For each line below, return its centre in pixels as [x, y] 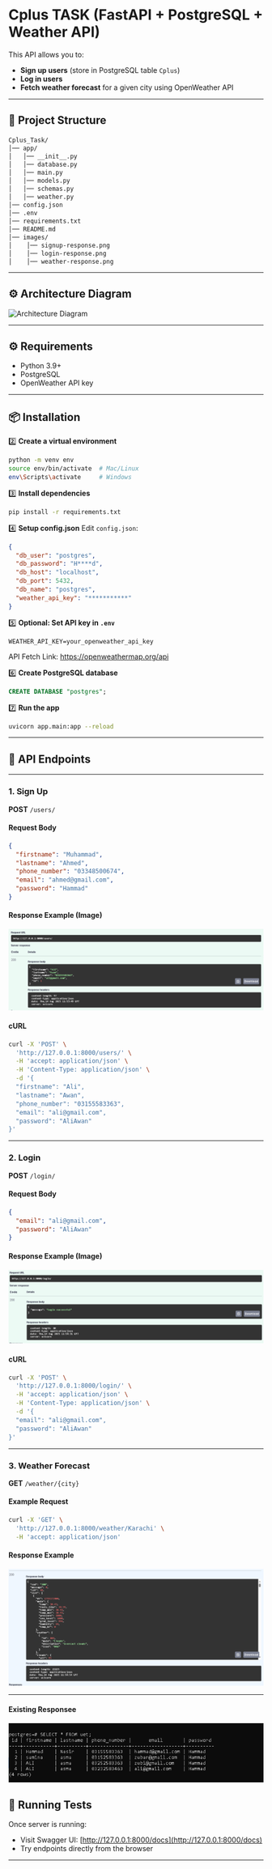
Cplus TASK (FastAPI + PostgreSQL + [136, 15]
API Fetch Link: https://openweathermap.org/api [89, 656]
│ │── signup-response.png [59, 245]
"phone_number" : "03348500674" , [70, 872]
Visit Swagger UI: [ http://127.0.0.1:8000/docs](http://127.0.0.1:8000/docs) [141, 1840]
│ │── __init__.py [43, 156]
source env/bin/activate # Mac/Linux [74, 469]
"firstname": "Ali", [50, 1087]
